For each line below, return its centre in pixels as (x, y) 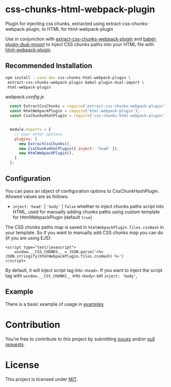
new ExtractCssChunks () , (45, 144)
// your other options (38, 134)
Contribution (33, 324)
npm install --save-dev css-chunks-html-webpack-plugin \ (68, 78)
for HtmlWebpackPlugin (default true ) (52, 217)
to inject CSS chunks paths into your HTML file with (100, 44)
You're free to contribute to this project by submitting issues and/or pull (80, 339)
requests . (15, 344)
